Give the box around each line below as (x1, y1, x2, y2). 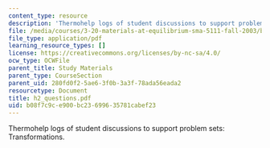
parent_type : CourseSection (8, 72, 103, 80)
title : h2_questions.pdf (8, 94, 92, 102)
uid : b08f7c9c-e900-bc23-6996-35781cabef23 (8, 101, 157, 109)
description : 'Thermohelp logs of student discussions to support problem (8, 19, 264, 27)
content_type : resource (8, 11, 88, 20)
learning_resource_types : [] (8, 42, 106, 50)
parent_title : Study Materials (8, 64, 113, 72)
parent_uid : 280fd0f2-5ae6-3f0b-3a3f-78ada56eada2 (8, 79, 182, 87)
